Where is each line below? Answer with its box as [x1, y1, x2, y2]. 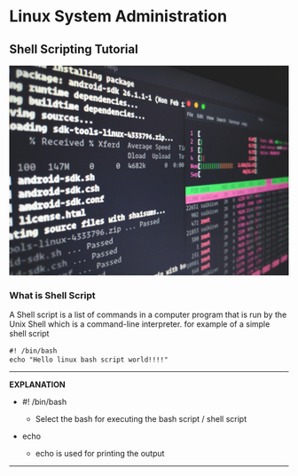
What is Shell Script [9, 289, 96, 301]
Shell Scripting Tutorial [9, 42, 139, 57]
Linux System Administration [9, 6, 228, 27]
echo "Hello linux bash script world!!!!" [9, 355, 169, 365]
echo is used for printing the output [35, 448, 165, 459]
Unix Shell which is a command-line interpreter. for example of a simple [9, 319, 271, 329]
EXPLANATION [9, 379, 66, 390]
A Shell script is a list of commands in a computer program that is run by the [9, 309, 287, 321]
